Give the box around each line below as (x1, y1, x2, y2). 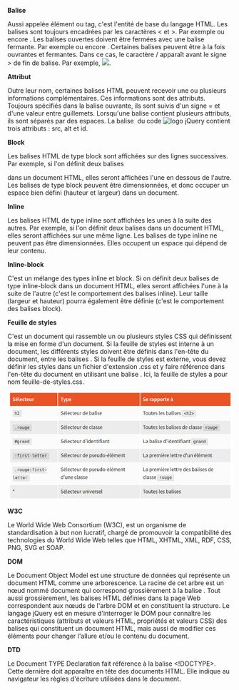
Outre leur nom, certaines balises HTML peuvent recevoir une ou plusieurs (7, 86, 227, 95)
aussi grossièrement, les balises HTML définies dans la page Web (7, 594, 201, 602)
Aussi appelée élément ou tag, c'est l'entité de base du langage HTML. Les (7, 20, 228, 28)
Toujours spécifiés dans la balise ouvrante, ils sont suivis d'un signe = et (7, 101, 220, 110)
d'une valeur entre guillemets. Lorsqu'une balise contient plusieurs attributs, (7, 109, 232, 117)
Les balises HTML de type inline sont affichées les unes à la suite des (7, 216, 212, 224)
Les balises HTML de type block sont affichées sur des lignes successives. (7, 152, 228, 160)
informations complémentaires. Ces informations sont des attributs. (7, 94, 205, 102)
